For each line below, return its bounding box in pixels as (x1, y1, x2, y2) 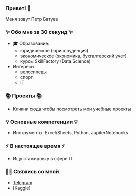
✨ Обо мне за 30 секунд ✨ (5, 29, 73, 36)
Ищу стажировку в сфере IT (12, 156, 73, 162)
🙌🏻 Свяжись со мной (5, 168, 59, 175)
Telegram (12, 179, 33, 185)
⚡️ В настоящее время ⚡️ (5, 143, 65, 150)
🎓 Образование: (12, 40, 49, 46)
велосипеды (20, 69, 47, 75)
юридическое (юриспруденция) (20, 47, 89, 53)
